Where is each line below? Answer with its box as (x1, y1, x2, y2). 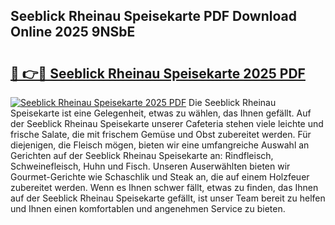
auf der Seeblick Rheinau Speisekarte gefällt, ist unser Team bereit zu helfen (10, 192, 326, 204)
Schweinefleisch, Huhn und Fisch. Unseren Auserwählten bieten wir (10, 160, 291, 172)
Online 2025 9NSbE (10, 24, 136, 41)
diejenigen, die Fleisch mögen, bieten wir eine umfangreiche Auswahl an (10, 139, 310, 151)
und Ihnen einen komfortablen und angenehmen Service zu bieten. (10, 203, 286, 214)
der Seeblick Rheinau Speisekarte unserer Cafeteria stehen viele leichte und (10, 118, 324, 129)
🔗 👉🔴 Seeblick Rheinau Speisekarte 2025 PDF (10, 65, 306, 82)
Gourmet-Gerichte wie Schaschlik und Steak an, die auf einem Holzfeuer (10, 171, 310, 183)
